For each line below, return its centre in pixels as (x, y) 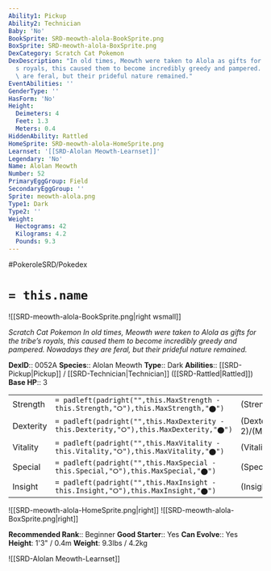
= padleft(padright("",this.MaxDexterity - (140, 422)
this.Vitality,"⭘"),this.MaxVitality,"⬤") (140, 451)
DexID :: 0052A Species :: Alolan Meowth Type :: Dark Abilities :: (113, 365)
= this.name (48, 296)
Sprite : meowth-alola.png (52, 196)
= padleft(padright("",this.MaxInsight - (135, 482)
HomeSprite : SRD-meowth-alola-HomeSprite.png (86, 144)
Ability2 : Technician (45, 23)
